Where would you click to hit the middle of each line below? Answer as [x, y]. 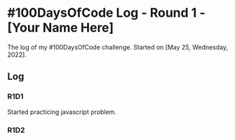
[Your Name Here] [61, 28]
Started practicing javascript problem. [62, 112]
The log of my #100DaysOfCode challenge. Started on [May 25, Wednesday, [118, 47]
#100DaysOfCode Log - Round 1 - [106, 13]
